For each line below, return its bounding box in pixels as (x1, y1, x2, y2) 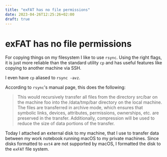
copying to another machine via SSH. (5, 65, 81, 71)
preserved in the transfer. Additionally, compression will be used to (17, 115, 155, 121)
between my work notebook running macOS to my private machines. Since (5, 136, 159, 142)
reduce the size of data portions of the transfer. (17, 121, 115, 127)
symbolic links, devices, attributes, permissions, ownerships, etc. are (17, 110, 159, 116)
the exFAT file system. (5, 146, 49, 152)
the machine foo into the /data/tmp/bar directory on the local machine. (17, 99, 163, 105)
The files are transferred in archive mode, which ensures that (17, 105, 143, 111)
